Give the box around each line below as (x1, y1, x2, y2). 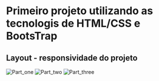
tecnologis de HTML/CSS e (6, 17, 141, 30)
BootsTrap (6, 30, 58, 43)
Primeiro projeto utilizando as (6, 4, 153, 18)
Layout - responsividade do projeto (6, 53, 138, 63)
